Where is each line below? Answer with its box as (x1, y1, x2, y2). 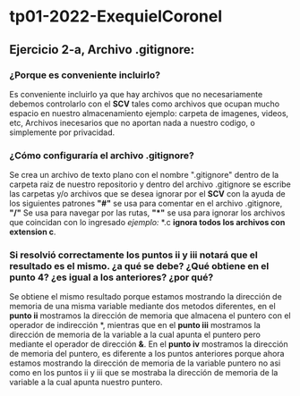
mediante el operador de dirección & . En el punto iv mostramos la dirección (9, 339, 288, 350)
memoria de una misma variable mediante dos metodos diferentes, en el (9, 301, 276, 312)
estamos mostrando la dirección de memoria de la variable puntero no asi (9, 358, 281, 368)
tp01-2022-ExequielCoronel (9, 6, 223, 27)
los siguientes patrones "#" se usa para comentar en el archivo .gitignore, (9, 198, 283, 209)
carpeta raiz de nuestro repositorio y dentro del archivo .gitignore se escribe (9, 179, 291, 190)
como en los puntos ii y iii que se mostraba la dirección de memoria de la (9, 367, 279, 378)
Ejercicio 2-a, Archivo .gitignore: (9, 42, 195, 57)
